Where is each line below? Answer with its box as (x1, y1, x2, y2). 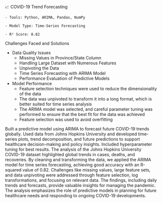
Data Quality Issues (12, 50, 51, 56)
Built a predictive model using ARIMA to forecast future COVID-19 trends (5, 126, 149, 131)
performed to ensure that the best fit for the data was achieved (19, 112, 145, 117)
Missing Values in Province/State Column (19, 55, 102, 60)
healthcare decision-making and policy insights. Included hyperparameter (5, 142, 152, 147)
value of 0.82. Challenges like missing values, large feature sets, (22, 167, 151, 173)
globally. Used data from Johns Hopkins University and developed (5, 131, 137, 137)
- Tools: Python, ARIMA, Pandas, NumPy (5, 15, 86, 20)
